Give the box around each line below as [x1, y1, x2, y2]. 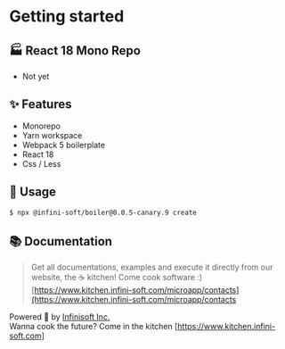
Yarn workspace [21, 129, 83, 140]
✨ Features [9, 96, 72, 112]
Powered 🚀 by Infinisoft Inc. [9, 312, 110, 322]
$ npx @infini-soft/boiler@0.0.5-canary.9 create [9, 208, 198, 217]
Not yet [21, 71, 50, 81]
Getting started [9, 6, 125, 27]
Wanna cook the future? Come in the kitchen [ [9, 321, 178, 332]
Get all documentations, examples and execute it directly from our [30, 262, 273, 273]
